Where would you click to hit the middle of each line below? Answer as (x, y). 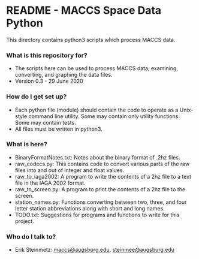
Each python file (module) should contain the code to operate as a (97, 110)
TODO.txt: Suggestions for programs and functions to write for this (97, 215)
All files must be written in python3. (59, 129)
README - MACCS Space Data (84, 10)
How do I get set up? (37, 97)
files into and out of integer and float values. (70, 170)
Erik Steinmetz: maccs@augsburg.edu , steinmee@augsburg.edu (95, 250)
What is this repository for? (47, 55)
